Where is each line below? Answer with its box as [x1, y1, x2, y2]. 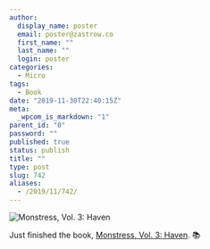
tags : [9, 79, 29, 88]
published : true [9, 137, 70, 146]
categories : [9, 63, 54, 72]
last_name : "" [17, 46, 70, 55]
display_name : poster [17, 21, 98, 30]
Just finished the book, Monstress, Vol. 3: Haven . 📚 [9, 229, 201, 240]
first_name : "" [17, 37, 74, 47]
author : [9, 12, 38, 22]
